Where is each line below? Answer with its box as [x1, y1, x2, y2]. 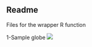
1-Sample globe [6, 34, 46, 41]
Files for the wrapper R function [6, 21, 87, 28]
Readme [6, 5, 38, 15]
